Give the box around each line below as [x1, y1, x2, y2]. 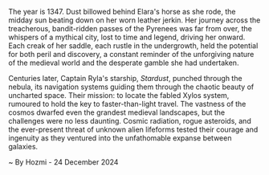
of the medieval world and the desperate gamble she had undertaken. [8, 58, 239, 67]
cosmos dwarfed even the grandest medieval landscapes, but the [8, 108, 226, 117]
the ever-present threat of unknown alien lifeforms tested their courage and [8, 124, 259, 134]
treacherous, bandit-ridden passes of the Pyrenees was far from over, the [8, 24, 253, 33]
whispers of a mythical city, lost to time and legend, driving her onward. [8, 32, 246, 42]
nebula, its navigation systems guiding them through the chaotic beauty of [8, 82, 255, 92]
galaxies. [8, 142, 39, 151]
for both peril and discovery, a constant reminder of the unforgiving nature [8, 50, 255, 59]
